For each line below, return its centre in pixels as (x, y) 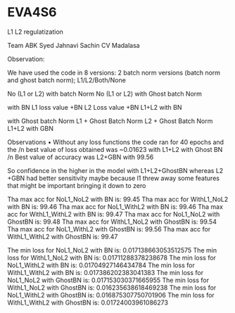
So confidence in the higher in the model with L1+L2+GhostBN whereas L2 (115, 170)
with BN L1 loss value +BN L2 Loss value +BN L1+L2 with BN (95, 107)
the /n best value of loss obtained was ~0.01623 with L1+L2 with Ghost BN (115, 149)
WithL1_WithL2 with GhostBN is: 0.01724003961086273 (88, 302)
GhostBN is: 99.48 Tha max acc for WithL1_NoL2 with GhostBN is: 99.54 (112, 222)
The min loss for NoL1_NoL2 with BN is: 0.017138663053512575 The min (112, 250)
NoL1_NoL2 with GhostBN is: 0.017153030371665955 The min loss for (108, 280)
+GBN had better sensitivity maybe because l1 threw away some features (114, 178)
